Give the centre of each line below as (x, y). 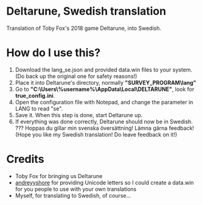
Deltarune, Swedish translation (86, 11)
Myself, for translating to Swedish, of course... (73, 195)
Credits (25, 159)
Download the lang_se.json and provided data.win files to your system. (104, 70)
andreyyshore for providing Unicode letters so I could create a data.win (104, 182)
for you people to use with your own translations (76, 189)
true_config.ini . (35, 95)
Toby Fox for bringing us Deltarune (59, 176)
